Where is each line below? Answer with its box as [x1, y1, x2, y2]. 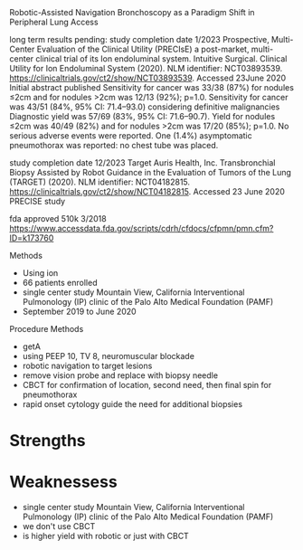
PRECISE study [9, 196, 66, 206]
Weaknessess [9, 472, 118, 492]
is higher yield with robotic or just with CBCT [22, 531, 190, 542]
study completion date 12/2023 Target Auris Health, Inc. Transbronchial [9, 157, 276, 168]
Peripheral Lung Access [9, 16, 99, 27]
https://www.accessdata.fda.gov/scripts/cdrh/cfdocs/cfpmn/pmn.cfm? [9, 223, 274, 233]
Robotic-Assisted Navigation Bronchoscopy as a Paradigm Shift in [9, 7, 255, 17]
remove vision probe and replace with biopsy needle [22, 370, 219, 381]
